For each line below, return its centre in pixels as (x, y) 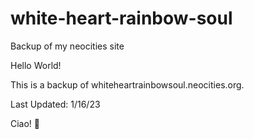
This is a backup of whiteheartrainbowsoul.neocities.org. (127, 84)
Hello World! (36, 65)
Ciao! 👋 (25, 123)
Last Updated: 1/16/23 (55, 104)
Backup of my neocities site (67, 46)
